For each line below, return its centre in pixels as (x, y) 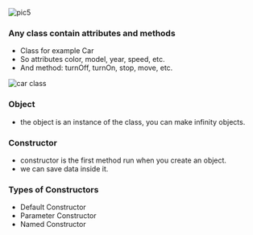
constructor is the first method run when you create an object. (123, 160)
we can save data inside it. (64, 168)
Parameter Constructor (58, 216)
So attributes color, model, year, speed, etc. (92, 60)
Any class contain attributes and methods (92, 33)
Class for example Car (57, 51)
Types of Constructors (54, 189)
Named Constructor (53, 225)
